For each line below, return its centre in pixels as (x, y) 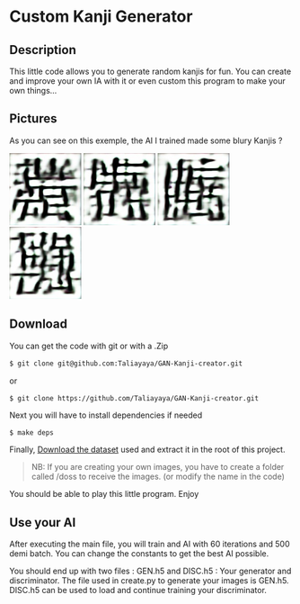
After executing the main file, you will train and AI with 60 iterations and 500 (150, 544)
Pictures (33, 119)
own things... (33, 90)
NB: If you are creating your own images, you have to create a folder (158, 467)
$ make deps (31, 433)
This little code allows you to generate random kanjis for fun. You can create (150, 71)
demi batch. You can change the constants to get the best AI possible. (139, 554)
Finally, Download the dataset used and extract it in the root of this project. (147, 450)
